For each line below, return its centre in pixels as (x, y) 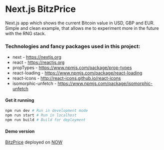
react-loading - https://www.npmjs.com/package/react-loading (77, 73)
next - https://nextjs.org (37, 57)
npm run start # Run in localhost (41, 115)
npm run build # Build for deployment (45, 120)
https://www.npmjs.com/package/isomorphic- (105, 83)
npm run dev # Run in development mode (47, 111)
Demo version (20, 131)
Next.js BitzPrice (41, 9)
